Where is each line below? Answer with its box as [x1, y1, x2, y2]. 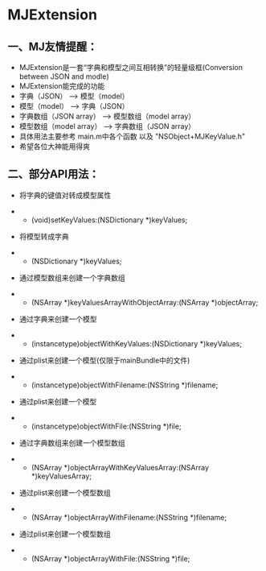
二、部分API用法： [7, 168, 100, 181]
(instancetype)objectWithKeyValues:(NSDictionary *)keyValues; [31, 338, 243, 348]
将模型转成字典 [18, 231, 69, 241]
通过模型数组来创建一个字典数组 [18, 272, 125, 283]
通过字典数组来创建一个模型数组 [18, 437, 125, 448]
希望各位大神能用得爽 [18, 142, 90, 151]
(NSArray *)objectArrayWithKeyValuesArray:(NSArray [31, 462, 210, 472]
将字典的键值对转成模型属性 [18, 190, 112, 200]
